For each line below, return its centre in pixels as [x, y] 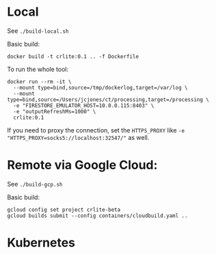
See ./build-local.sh [38, 31]
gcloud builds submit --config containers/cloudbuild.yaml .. [97, 216]
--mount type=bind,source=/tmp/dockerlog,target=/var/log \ [100, 87]
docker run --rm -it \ [39, 82]
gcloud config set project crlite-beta [64, 210]
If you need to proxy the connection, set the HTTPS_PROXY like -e [96, 130]
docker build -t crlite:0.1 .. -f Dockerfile [73, 56]
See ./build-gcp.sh [35, 184]
